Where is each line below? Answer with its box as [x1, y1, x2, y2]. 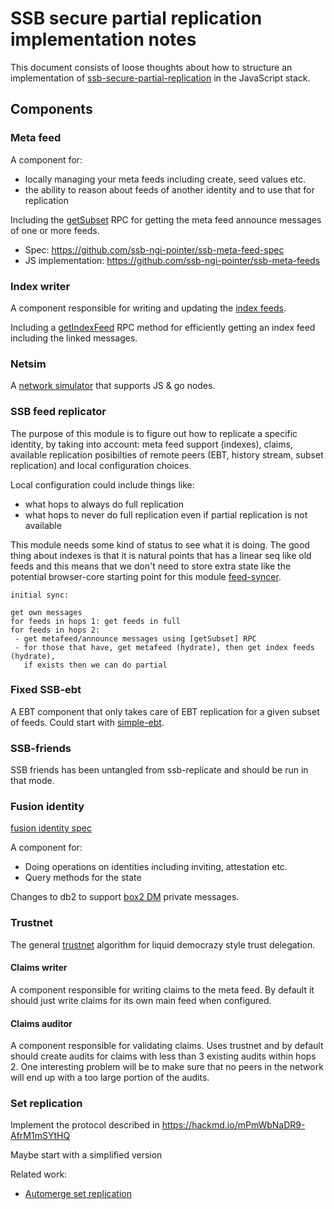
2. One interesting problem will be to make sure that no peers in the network [10, 1061, 324, 1073]
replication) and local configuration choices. [10, 459, 192, 471]
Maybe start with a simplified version [10, 1149, 163, 1161]
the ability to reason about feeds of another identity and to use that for [24, 183, 315, 196]
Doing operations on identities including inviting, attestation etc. [24, 861, 288, 873]
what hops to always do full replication [24, 498, 185, 510]
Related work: [10, 1168, 68, 1181]
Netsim [10, 357, 47, 371]
